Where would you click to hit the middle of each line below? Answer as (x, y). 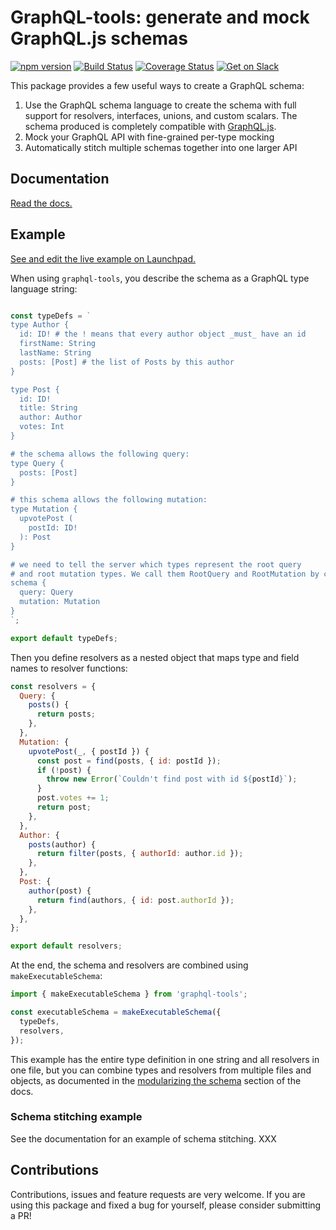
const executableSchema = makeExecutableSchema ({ (116, 1012)
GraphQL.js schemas (99, 38)
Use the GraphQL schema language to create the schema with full (160, 105)
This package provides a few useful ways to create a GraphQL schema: (157, 85)
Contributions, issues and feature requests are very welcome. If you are (158, 1194)
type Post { (35, 389)
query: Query (46, 592)
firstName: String (58, 344)
